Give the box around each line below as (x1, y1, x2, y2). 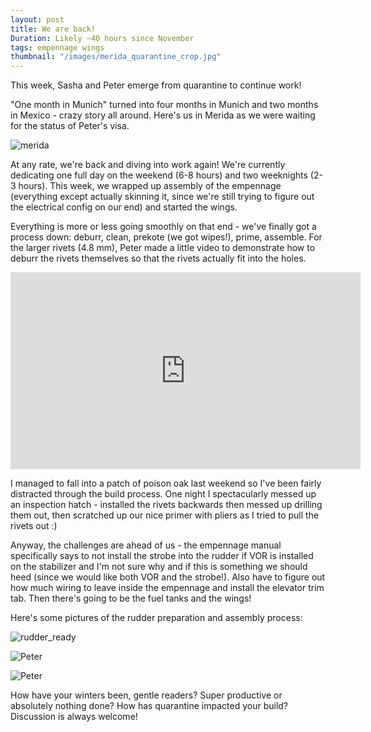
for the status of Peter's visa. (10, 120, 130, 132)
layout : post (10, 14, 65, 25)
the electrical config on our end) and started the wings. (10, 201, 238, 213)
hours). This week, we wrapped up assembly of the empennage (18, 180, 282, 192)
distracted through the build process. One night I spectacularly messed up (10, 488, 317, 500)
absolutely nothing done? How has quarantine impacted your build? (10, 700, 289, 712)
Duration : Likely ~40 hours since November (10, 33, 195, 43)
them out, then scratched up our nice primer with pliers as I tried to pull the (10, 509, 320, 521)
